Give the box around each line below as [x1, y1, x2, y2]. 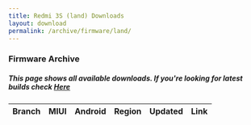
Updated [149, 106, 184, 117]
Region [114, 106, 142, 117]
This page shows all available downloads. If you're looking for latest [8, 73, 244, 83]
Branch [12, 106, 41, 117]
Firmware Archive [8, 53, 80, 65]
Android [74, 106, 107, 117]
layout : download [8, 19, 67, 27]
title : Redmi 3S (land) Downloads [8, 11, 125, 20]
